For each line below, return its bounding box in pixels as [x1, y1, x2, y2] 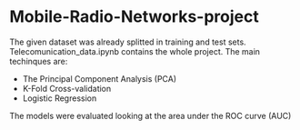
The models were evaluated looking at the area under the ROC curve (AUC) [9, 110, 292, 121]
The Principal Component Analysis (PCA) [22, 73, 177, 84]
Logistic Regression [22, 93, 97, 104]
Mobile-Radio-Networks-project [9, 6, 259, 27]
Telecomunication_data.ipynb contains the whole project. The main [9, 45, 261, 56]
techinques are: [9, 55, 68, 66]
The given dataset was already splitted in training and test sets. [9, 36, 247, 47]
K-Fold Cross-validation [22, 83, 112, 94]
